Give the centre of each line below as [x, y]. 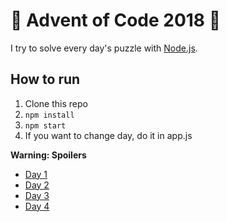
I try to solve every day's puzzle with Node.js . [104, 48]
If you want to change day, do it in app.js [108, 135]
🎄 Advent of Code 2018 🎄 [116, 20]
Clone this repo [56, 103]
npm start [45, 125]
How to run [45, 79]
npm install [49, 115]
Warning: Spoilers [48, 155]
